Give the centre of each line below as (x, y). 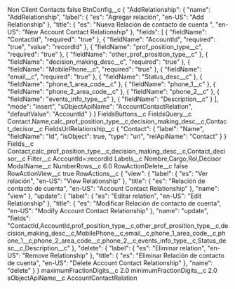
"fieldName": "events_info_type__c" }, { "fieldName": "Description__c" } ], (113, 99)
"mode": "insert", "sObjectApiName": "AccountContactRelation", (100, 106)
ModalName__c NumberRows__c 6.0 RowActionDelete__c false (98, 166)
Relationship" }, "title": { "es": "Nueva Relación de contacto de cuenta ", (110, 25)
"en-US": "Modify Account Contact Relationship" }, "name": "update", (108, 211)
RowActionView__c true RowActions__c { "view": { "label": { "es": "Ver (108, 174)
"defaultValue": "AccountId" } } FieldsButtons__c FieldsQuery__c (100, 114)
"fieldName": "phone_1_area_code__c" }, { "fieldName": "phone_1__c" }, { (112, 84)
